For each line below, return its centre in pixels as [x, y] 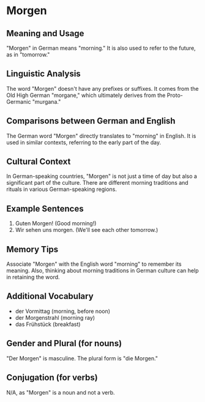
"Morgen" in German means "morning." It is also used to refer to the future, [101, 48]
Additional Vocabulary [50, 296]
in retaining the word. [33, 277]
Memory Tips [32, 249]
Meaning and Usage [45, 33]
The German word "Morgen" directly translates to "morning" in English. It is [101, 136]
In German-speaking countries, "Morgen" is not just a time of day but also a [102, 176]
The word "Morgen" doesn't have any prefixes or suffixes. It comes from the [102, 88]
